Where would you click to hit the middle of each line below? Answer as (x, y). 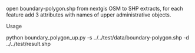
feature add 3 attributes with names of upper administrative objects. (89, 15)
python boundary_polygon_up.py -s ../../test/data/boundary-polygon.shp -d (98, 37)
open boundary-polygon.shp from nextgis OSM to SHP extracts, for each (95, 9)
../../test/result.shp (29, 44)
